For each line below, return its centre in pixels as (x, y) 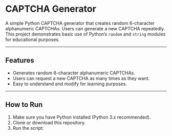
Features (20, 60)
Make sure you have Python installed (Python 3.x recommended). (82, 117)
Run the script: (28, 128)
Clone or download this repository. (49, 122)
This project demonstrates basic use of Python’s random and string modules (85, 34)
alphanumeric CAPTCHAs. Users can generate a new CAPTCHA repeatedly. (85, 28)
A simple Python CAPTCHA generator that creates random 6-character (80, 23)
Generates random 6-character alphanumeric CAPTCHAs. (74, 73)
